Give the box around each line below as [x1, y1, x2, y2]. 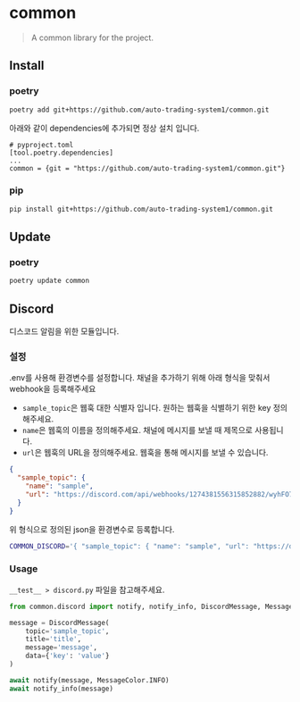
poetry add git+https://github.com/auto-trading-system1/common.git [9, 105, 270, 114]
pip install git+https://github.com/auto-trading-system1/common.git [9, 205, 274, 213]
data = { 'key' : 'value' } [25, 651, 110, 661]
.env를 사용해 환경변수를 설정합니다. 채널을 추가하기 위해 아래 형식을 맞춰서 [9, 372, 271, 383]
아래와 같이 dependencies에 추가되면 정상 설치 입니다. [9, 122, 200, 133]
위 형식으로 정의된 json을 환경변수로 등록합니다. [9, 523, 175, 534]
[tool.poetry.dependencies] [9, 148, 114, 157]
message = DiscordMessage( [9, 618, 110, 627]
